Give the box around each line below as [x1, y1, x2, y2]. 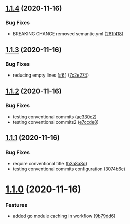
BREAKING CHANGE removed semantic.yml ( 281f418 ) [12, 30, 124, 37]
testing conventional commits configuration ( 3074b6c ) [12, 166, 126, 172]
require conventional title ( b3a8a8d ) [12, 160, 87, 166]
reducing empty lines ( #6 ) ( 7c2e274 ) [12, 72, 89, 78]
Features [5, 201, 28, 208]
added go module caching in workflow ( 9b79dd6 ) [12, 213, 116, 219]
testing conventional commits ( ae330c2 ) [12, 114, 97, 120]
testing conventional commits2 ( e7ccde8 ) [12, 119, 99, 125]
